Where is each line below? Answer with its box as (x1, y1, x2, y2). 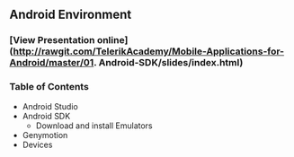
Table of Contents (9, 81, 90, 93)
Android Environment (9, 7, 132, 22)
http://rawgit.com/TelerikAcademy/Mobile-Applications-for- (13, 45, 285, 57)
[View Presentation (9, 34, 96, 47)
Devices (22, 139, 53, 150)
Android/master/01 (9, 57, 94, 69)
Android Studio (22, 100, 78, 111)
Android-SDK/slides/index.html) (98, 57, 244, 69)
